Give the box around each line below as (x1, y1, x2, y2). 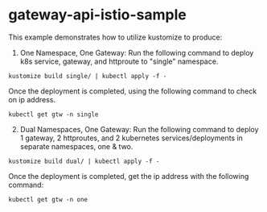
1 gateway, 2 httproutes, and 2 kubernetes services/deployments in (19, 133, 244, 143)
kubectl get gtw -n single (8, 110, 99, 118)
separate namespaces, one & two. (19, 141, 133, 151)
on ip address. (8, 94, 56, 104)
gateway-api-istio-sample (8, 6, 187, 24)
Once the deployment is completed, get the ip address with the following (8, 171, 249, 181)
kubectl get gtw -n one (8, 195, 88, 203)
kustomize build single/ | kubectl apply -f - (8, 72, 167, 80)
